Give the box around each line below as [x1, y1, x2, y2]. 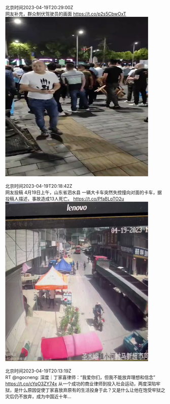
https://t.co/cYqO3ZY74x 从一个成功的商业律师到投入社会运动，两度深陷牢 [5, 381, 161, 387]
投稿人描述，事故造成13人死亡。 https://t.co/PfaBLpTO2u [5, 196, 124, 201]
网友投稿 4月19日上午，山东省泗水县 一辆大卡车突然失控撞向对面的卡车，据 [5, 189, 162, 195]
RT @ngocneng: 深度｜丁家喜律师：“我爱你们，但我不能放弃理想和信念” [5, 374, 156, 380]
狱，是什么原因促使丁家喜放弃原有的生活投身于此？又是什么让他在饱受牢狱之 [5, 387, 165, 393]
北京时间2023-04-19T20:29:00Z [5, 5, 74, 10]
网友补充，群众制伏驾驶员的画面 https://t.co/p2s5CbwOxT [5, 11, 126, 17]
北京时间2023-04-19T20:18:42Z [5, 183, 73, 189]
